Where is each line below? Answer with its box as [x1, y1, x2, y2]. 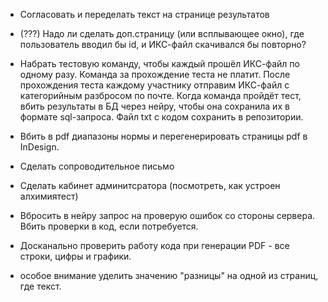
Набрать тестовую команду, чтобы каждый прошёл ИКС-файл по [19, 58, 300, 69]
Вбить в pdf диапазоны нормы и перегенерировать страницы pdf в [19, 130, 308, 142]
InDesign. [19, 141, 60, 153]
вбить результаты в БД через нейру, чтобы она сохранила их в [19, 100, 290, 112]
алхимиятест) [19, 190, 79, 202]
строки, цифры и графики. [19, 250, 132, 262]
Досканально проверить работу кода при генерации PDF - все [19, 240, 290, 251]
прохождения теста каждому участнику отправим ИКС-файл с [19, 79, 290, 91]
